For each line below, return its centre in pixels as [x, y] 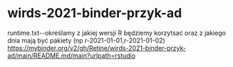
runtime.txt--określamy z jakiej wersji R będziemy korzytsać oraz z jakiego [117, 33]
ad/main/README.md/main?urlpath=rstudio [72, 56]
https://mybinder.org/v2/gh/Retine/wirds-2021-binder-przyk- [97, 48]
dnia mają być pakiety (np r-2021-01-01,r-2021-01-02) [86, 40]
